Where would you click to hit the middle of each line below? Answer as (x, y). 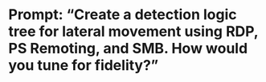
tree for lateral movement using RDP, (133, 31)
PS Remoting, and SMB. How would (128, 49)
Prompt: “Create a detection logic (123, 15)
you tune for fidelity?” (84, 66)
